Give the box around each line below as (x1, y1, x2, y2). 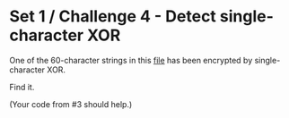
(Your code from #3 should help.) (9, 98, 133, 109)
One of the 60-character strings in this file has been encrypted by (9, 55, 253, 65)
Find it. (9, 81, 35, 92)
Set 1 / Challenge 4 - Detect (9, 6, 217, 27)
